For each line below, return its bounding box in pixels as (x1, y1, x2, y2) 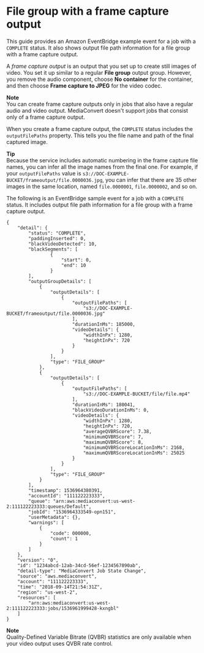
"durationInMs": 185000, (72, 321, 136, 327)
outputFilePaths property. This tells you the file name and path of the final (6, 132, 194, 139)
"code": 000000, (50, 530, 92, 537)
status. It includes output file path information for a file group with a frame (6, 201, 193, 208)
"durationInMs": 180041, (72, 401, 136, 408)
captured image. (6, 138, 48, 145)
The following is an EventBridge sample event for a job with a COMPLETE (6, 194, 184, 202)
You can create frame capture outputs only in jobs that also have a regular (6, 100, 194, 108)
